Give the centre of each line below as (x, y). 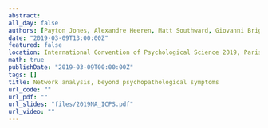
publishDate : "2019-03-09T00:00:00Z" (71, 68)
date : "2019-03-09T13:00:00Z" (59, 38)
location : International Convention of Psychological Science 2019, (124, 52)
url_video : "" (32, 112)
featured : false (35, 45)
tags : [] (23, 75)
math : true (26, 60)
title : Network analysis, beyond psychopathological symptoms (114, 82)
